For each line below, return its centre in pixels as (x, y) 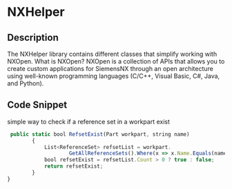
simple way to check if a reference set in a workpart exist (89, 121)
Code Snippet (37, 105)
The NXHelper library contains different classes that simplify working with (112, 54)
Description (33, 38)
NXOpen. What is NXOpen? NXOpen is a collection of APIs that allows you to (116, 61)
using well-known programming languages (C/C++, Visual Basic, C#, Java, (114, 76)
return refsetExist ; (74, 166)
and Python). (26, 83)
